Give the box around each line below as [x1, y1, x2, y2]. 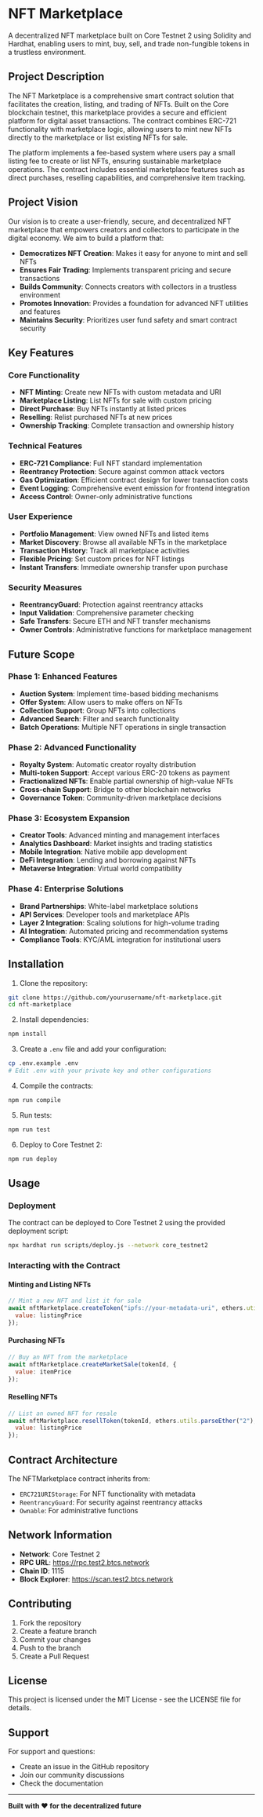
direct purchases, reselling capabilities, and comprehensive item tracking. [8, 173, 247, 182]
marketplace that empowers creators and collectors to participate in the [8, 224, 240, 234]
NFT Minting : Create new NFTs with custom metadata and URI [19, 388, 222, 397]
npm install [8, 1030, 47, 1038]
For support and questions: [8, 1747, 95, 1757]
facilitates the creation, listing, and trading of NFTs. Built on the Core [8, 99, 229, 108]
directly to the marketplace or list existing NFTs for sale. [8, 133, 189, 142]
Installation [8, 958, 64, 971]
